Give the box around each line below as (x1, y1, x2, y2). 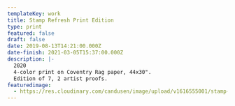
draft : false (7, 36, 45, 43)
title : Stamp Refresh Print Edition (7, 17, 114, 24)
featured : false (7, 29, 55, 37)
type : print (7, 23, 42, 30)
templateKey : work (7, 10, 61, 17)
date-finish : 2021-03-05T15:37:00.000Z (7, 50, 124, 56)
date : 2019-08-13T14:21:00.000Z (7, 43, 101, 50)
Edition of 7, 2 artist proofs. (13, 75, 108, 82)
